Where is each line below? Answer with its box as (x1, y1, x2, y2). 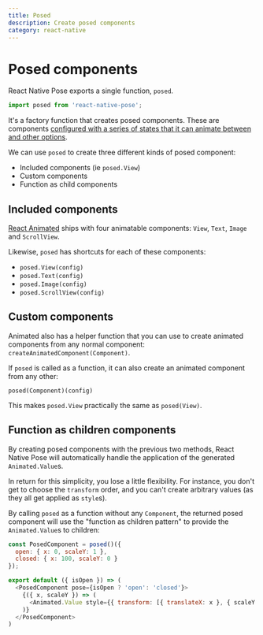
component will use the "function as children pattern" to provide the (8, 517, 229, 526)
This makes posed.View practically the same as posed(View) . (8, 400, 202, 410)
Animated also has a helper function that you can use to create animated (8, 331, 244, 340)
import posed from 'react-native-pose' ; (8, 102, 143, 110)
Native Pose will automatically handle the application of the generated (8, 452, 235, 462)
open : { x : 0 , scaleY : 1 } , (15, 548, 108, 555)
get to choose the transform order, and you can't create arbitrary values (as (8, 485, 254, 494)
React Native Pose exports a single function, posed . (8, 86, 174, 95)
